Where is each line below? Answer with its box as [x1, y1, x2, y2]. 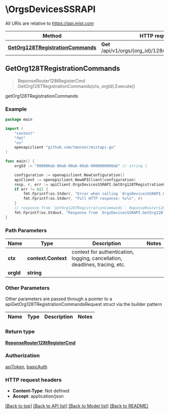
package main [5, 117, 33, 122]
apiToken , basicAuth [5, 363, 48, 370]
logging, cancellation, [71, 254, 122, 261]
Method [42, 32, 62, 39]
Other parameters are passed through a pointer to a [5, 296, 112, 302]
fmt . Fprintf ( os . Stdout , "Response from [14, 210, 98, 215]
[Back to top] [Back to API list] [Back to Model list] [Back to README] [5, 403, 148, 409]
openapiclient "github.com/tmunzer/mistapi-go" [14, 145, 116, 150]
